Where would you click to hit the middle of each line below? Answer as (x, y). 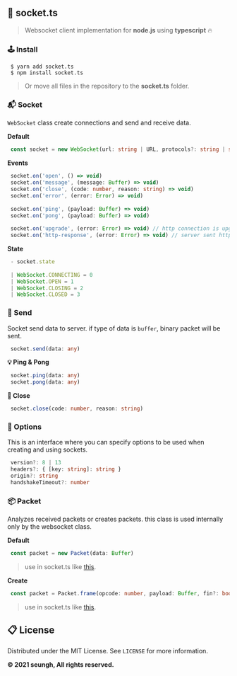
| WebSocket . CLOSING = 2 (47, 288)
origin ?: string (34, 476)
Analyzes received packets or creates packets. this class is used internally (115, 519)
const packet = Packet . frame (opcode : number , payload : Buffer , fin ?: (115, 594)
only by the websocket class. (49, 527)
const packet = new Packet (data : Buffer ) (72, 554)
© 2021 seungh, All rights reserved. (61, 664)
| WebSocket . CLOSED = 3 (45, 294)
